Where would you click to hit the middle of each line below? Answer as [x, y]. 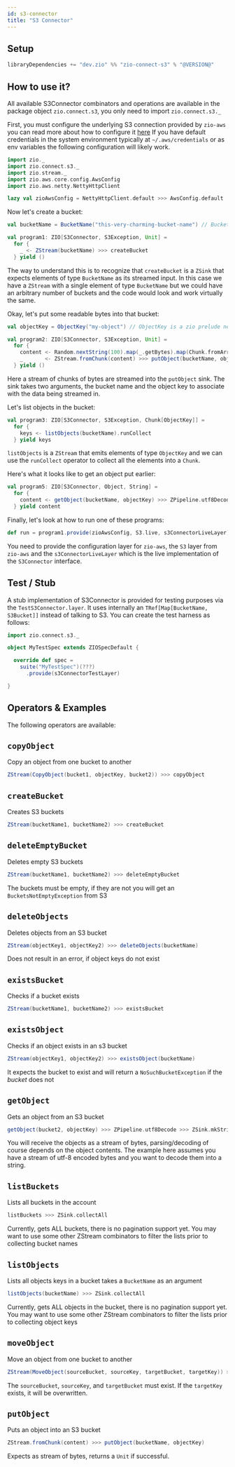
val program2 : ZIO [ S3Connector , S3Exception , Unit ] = [87, 339]
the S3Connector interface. [45, 561]
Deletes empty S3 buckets [45, 861]
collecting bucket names [43, 1244]
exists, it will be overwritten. [48, 1393]
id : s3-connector [33, 14]
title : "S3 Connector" [40, 20]
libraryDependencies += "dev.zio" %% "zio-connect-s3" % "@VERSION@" [111, 65]
